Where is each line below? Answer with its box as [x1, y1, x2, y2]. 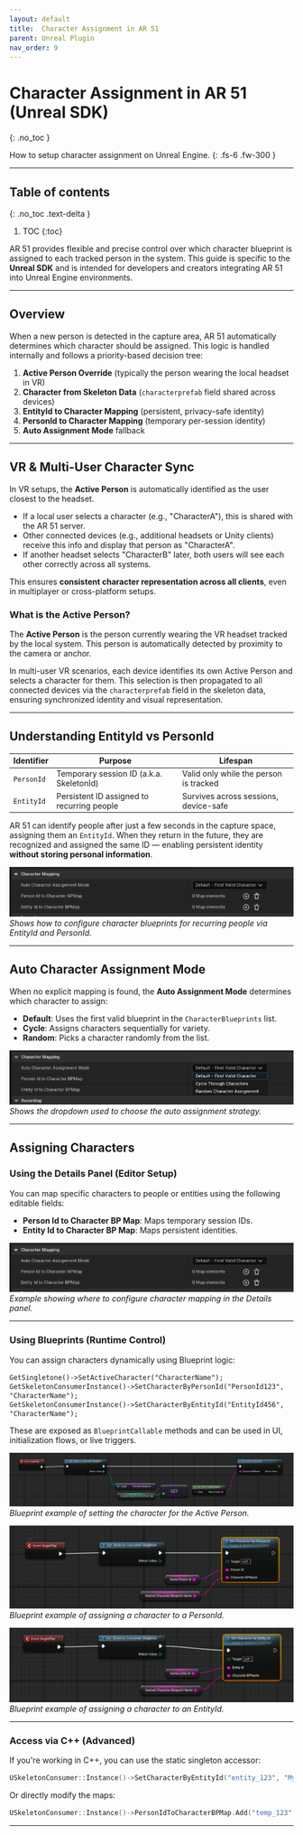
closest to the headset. [9, 493, 95, 504]
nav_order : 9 [9, 43, 59, 52]
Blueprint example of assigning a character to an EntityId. [9, 1703, 225, 1714]
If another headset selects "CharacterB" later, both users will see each [22, 549, 285, 560]
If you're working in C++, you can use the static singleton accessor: [9, 1755, 262, 1765]
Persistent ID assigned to [56, 790, 149, 801]
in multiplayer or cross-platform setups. [9, 585, 156, 596]
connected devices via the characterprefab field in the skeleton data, [9, 685, 266, 695]
